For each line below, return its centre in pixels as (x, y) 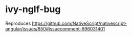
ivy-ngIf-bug (33, 9)
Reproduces (18, 23)
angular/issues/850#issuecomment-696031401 (55, 28)
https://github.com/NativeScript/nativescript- (79, 23)
